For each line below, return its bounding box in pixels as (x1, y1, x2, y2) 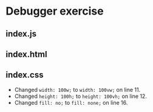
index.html (5, 49, 47, 59)
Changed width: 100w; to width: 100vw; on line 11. (14, 86, 141, 93)
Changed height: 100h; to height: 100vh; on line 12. (14, 93, 147, 100)
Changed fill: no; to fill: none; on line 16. (14, 99, 128, 106)
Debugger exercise (5, 4, 104, 18)
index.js (5, 29, 37, 39)
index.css (5, 70, 44, 80)
